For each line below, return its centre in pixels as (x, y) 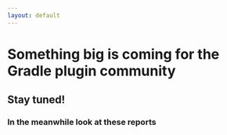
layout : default (34, 15)
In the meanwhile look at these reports (82, 122)
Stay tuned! (36, 100)
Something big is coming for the (113, 54)
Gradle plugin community (92, 71)
